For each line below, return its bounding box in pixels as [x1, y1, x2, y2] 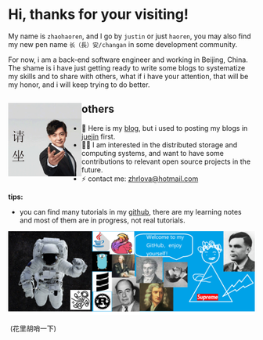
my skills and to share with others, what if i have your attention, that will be [8, 71, 249, 81]
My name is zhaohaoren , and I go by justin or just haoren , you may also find [8, 31, 251, 41]
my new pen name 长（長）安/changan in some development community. [8, 39, 238, 49]
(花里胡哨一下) [9, 324, 57, 334]
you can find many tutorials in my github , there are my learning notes [19, 207, 242, 216]
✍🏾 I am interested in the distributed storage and [81, 139, 238, 150]
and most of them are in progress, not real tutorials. [19, 215, 186, 225]
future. [81, 165, 103, 174]
